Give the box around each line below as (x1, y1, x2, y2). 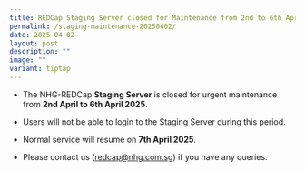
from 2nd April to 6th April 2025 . (22, 98, 148, 109)
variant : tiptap (9, 65, 71, 74)
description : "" (9, 47, 71, 56)
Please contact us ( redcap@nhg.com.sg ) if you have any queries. (22, 151, 268, 162)
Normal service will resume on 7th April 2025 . (22, 134, 197, 145)
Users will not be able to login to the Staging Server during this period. (22, 116, 286, 127)
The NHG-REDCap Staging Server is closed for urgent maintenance (22, 88, 278, 100)
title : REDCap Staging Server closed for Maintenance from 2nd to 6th (9, 13, 282, 23)
